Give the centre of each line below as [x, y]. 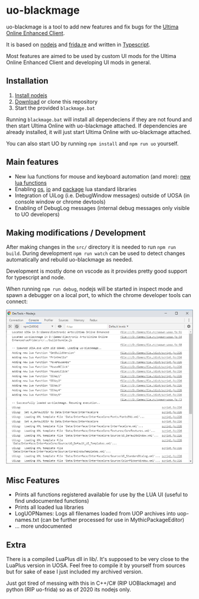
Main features [33, 162]
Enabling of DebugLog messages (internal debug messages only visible [102, 208]
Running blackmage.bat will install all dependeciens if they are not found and [99, 119]
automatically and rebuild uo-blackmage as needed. [70, 260]
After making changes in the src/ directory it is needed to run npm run [91, 247]
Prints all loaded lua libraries [49, 507]
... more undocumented [43, 526]
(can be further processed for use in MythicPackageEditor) [113, 520]
